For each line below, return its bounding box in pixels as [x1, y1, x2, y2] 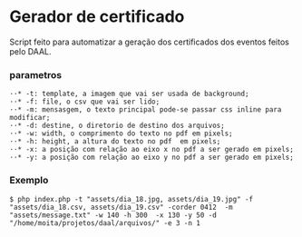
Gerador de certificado [9, 6, 185, 27]
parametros [9, 68, 63, 81]
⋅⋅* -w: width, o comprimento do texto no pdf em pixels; [9, 129, 233, 138]
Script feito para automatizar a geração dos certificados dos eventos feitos [9, 36, 290, 47]
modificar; [9, 114, 51, 123]
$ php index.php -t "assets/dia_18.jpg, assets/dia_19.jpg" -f [9, 194, 254, 203]
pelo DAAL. [9, 45, 52, 56]
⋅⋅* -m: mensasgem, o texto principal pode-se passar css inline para [9, 105, 282, 114]
